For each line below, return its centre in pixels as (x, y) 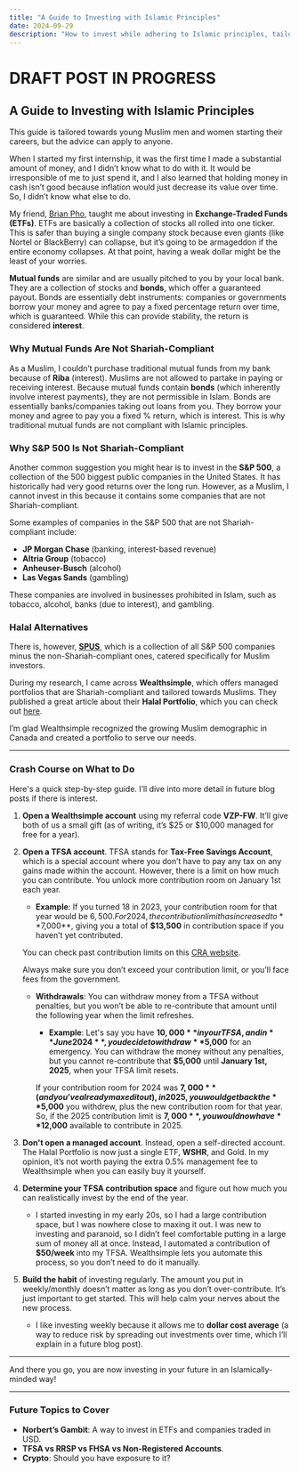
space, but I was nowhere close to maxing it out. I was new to (148, 1224)
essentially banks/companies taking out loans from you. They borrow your (145, 406)
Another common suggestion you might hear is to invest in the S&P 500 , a (145, 467)
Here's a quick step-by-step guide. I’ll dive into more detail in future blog (142, 789)
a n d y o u (53, 1096)
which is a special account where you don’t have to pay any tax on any (152, 861)
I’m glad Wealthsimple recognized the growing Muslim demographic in (138, 728)
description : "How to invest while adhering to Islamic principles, (139, 34)
